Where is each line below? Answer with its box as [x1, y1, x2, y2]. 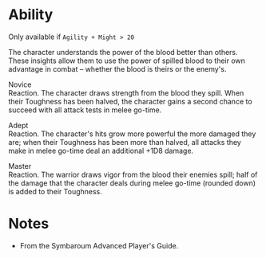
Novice [8, 80, 32, 89]
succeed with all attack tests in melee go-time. [8, 105, 162, 115]
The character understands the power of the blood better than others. [8, 47, 238, 57]
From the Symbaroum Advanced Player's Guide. [19, 240, 179, 250]
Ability [8, 6, 54, 24]
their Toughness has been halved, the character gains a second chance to [8, 96, 253, 106]
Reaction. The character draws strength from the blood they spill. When [8, 88, 244, 97]
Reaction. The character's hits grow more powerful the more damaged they [8, 129, 256, 139]
